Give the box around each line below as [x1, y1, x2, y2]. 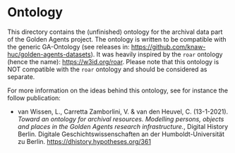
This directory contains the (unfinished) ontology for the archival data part [7, 27, 223, 36]
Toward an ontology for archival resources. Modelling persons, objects [17, 114, 224, 123]
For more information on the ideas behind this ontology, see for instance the [7, 86, 228, 94]
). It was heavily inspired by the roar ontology [90, 50, 223, 59]
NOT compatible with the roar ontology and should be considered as [7, 65, 207, 73]
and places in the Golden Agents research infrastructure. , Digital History [17, 122, 229, 130]
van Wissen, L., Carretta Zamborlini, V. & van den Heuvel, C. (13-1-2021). [17, 107, 229, 116]
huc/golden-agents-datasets [7, 50, 91, 59]
